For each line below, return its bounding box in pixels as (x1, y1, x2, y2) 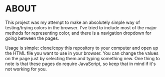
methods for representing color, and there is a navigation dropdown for (5, 30, 151, 36)
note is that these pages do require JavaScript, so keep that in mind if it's (5, 61, 156, 67)
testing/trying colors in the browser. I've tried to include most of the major (5, 24, 157, 30)
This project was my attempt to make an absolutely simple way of (5, 19, 140, 25)
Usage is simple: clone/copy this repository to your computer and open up (5, 45, 158, 51)
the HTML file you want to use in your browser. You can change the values (5, 50, 159, 56)
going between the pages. (5, 35, 59, 41)
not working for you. (5, 66, 47, 72)
